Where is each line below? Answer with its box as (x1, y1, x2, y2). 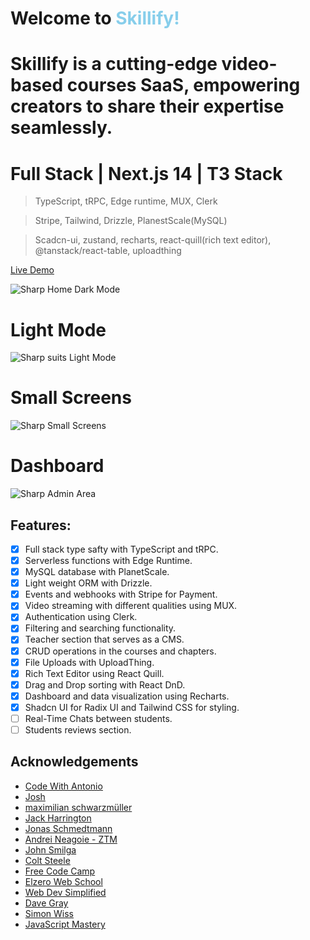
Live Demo (10, 264, 55, 276)
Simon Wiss (24, 907, 75, 919)
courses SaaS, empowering (66, 74, 301, 97)
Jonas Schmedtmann (24, 822, 113, 834)
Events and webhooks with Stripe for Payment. (24, 588, 218, 601)
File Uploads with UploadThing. (24, 656, 155, 668)
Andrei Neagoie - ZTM (24, 833, 118, 845)
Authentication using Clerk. (24, 611, 138, 623)
